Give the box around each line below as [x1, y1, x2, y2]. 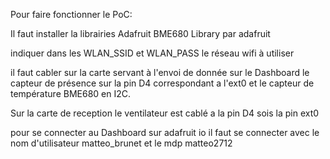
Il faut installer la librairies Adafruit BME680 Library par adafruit [10, 28, 271, 39]
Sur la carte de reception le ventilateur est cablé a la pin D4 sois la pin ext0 [10, 107, 320, 119]
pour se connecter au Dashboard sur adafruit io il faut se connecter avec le [10, 127, 320, 138]
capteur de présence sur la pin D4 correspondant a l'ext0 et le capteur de [10, 77, 315, 89]
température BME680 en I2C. [10, 88, 131, 99]
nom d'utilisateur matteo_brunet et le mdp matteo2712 [10, 137, 233, 149]
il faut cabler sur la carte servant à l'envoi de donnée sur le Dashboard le [10, 67, 310, 78]
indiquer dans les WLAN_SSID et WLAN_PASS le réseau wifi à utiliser [10, 47, 295, 59]
